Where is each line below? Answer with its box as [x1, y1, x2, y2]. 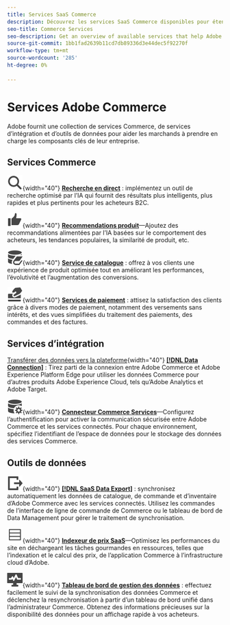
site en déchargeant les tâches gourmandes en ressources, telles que [7, 544, 204, 552]
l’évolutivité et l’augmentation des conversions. [7, 273, 139, 281]
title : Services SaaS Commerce [7, 11, 97, 18]
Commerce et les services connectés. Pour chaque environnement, [7, 423, 197, 431]
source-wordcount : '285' [7, 55, 78, 62]
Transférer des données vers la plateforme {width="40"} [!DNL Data [7, 356, 199, 364]
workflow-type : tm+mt [7, 47, 69, 54]
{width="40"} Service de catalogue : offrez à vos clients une [23, 259, 195, 267]
